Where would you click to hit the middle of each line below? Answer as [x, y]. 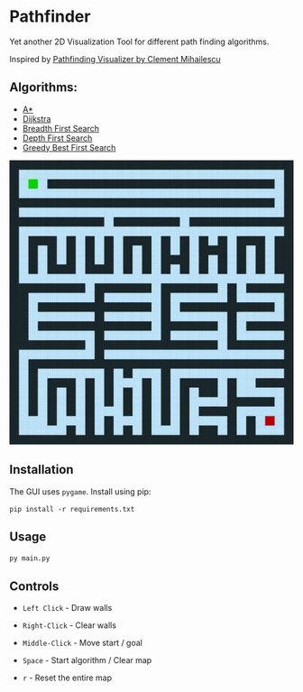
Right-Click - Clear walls [69, 625]
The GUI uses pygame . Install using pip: [80, 491]
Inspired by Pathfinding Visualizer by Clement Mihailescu [115, 59]
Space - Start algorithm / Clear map [87, 660]
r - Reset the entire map [67, 678]
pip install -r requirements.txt [72, 509]
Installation [41, 470]
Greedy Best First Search [69, 147]
